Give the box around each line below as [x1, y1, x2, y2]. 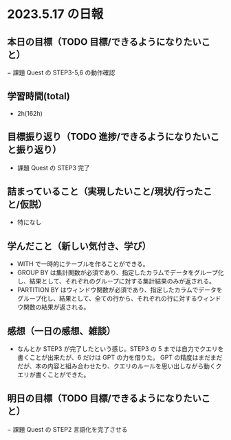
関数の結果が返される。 [23, 303, 90, 311]
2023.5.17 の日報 [7, 6, 104, 22]
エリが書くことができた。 [16, 370, 90, 379]
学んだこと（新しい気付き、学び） [7, 240, 151, 252]
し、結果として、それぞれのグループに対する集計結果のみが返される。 [16, 277, 215, 286]
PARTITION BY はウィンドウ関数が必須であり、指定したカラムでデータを [16, 286, 223, 294]
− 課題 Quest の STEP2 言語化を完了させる [7, 425, 128, 433]
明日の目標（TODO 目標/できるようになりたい [7, 392, 201, 404]
